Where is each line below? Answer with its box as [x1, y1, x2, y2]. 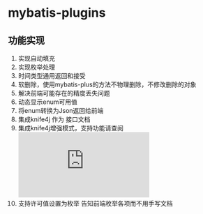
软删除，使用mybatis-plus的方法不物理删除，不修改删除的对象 [17, 80, 197, 89]
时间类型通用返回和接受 [17, 72, 86, 79]
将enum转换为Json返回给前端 [17, 107, 104, 114]
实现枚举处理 [17, 63, 55, 71]
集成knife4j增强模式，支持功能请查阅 [17, 124, 124, 132]
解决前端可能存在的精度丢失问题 [17, 89, 110, 97]
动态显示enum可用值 [17, 98, 77, 106]
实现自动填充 [17, 54, 55, 62]
